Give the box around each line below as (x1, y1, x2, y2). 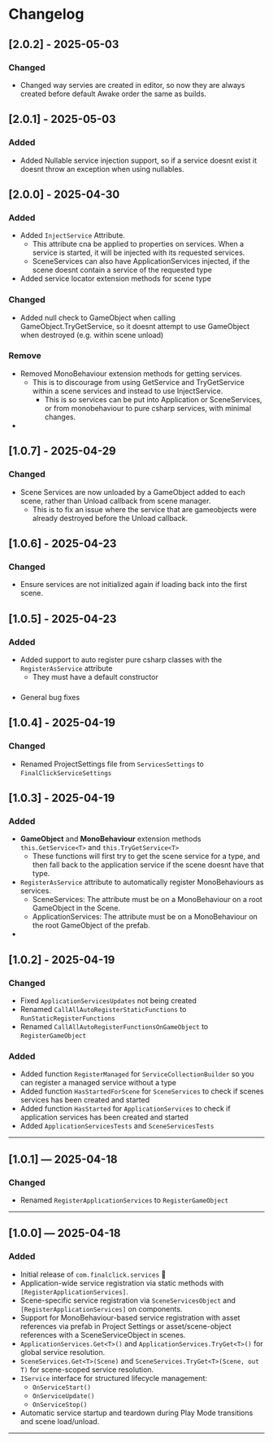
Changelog (8, 5, 84, 24)
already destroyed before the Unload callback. (32, 513, 188, 523)
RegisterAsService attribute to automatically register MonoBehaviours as (19, 877, 264, 888)
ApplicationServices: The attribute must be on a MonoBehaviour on (32, 912, 258, 922)
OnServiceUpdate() (32, 1392, 95, 1400)
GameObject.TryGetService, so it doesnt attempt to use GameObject (19, 321, 250, 331)
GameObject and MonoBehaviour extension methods (19, 834, 201, 844)
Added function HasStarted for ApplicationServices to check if (19, 1104, 231, 1114)
